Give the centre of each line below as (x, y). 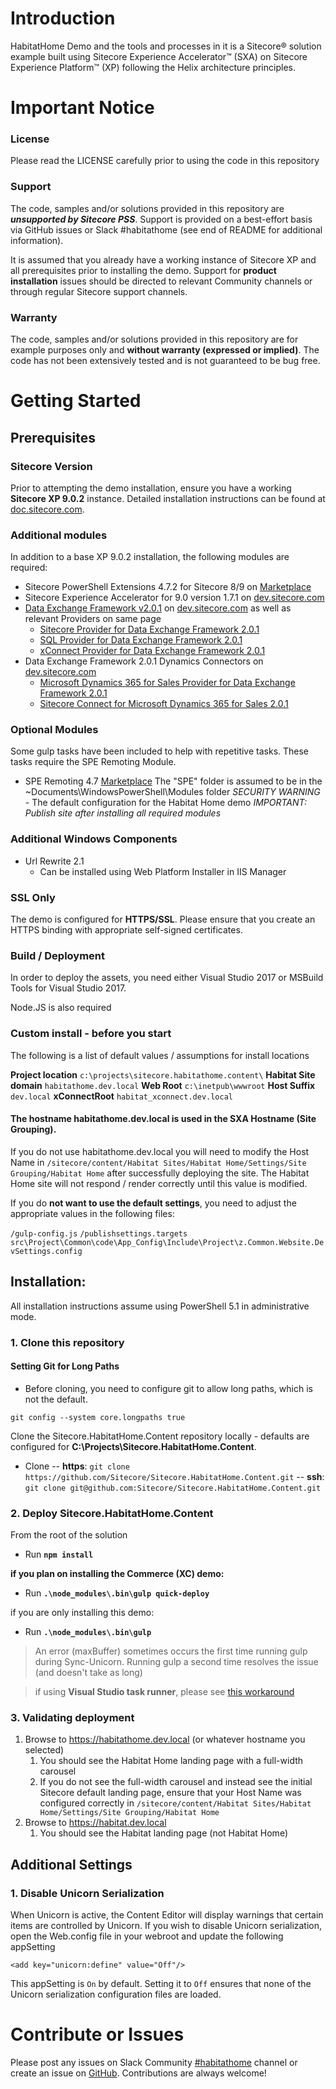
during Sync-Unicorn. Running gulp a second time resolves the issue (176, 1662)
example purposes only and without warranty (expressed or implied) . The (165, 350)
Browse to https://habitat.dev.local (95, 1823)
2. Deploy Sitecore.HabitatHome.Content (112, 1513)
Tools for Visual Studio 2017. (68, 988)
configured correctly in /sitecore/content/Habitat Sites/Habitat (175, 1803)
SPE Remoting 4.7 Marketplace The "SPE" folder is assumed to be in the (173, 781)
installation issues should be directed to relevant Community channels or (161, 281)
